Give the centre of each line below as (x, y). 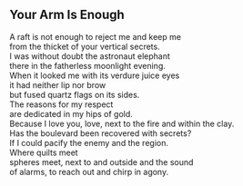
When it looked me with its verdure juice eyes (95, 75)
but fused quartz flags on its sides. (75, 94)
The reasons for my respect (61, 104)
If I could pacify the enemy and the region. (89, 142)
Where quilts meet (44, 152)
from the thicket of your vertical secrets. (85, 46)
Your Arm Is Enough (67, 15)
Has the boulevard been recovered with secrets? (101, 133)
